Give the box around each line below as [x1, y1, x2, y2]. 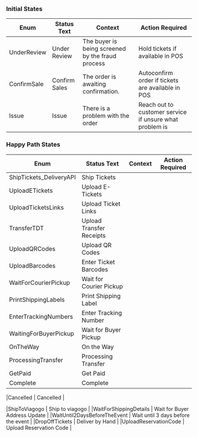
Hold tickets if [138, 45, 177, 53]
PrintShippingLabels [9, 295, 65, 304]
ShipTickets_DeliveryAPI [9, 173, 76, 181]
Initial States [6, 5, 43, 13]
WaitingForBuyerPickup [9, 329, 75, 337]
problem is [138, 123, 168, 131]
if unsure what [138, 116, 179, 124]
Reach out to [138, 101, 174, 109]
